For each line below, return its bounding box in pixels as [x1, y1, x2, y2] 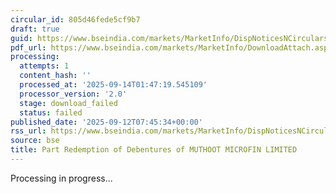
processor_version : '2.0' [19, 89, 128, 99]
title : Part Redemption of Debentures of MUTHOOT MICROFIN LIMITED [10, 145, 298, 155]
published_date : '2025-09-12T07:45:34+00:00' [10, 117, 203, 127]
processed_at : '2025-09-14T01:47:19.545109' [19, 80, 208, 90]
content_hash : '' [19, 71, 92, 81]
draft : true [10, 24, 60, 34]
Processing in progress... [10, 172, 113, 184]
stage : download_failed [19, 98, 118, 108]
